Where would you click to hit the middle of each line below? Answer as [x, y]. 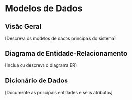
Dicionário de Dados [37, 81]
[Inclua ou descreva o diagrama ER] [41, 65]
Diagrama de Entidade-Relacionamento [66, 53]
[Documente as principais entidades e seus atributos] [59, 92]
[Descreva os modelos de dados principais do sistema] [61, 38]
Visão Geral [23, 27]
